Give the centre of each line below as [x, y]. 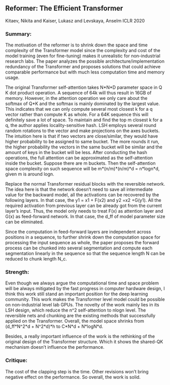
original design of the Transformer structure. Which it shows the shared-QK [84, 342]
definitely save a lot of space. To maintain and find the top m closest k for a [84, 120]
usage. [12, 78]
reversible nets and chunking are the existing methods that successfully [80, 316]
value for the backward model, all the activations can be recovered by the [82, 195]
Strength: [17, 272]
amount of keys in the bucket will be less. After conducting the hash [76, 152]
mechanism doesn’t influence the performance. [55, 347]
